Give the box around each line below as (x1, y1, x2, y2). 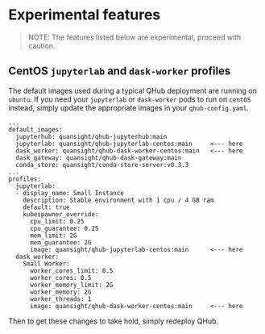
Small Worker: (23, 260, 70, 268)
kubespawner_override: (23, 210, 99, 219)
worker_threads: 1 (29, 294, 92, 303)
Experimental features (8, 6, 161, 24)
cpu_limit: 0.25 (29, 217, 85, 225)
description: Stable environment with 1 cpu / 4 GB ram (23, 196, 215, 204)
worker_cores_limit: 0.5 (29, 266, 114, 275)
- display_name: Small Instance (15, 189, 125, 197)
